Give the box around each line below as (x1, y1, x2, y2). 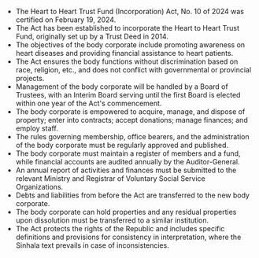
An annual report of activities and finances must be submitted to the (15, 165, 237, 175)
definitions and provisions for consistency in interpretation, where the (15, 232, 242, 241)
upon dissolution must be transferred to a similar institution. (15, 216, 209, 225)
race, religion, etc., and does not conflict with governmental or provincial (15, 65, 252, 74)
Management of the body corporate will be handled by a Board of (15, 82, 228, 91)
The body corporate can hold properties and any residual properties (15, 208, 237, 216)
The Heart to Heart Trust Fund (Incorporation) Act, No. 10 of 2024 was (15, 7, 244, 16)
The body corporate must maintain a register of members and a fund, (15, 149, 241, 158)
